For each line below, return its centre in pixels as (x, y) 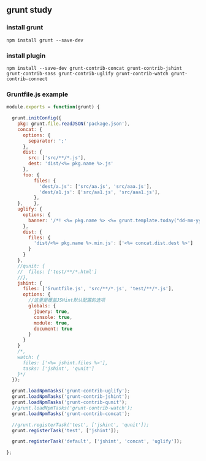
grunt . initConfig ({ (37, 118)
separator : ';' (48, 141)
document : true (53, 329)
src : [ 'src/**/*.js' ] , (57, 158)
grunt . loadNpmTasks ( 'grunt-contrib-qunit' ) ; (70, 403)
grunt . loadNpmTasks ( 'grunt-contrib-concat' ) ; (71, 414)
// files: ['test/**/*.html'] (57, 272)
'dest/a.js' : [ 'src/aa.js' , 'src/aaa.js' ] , (95, 186)
